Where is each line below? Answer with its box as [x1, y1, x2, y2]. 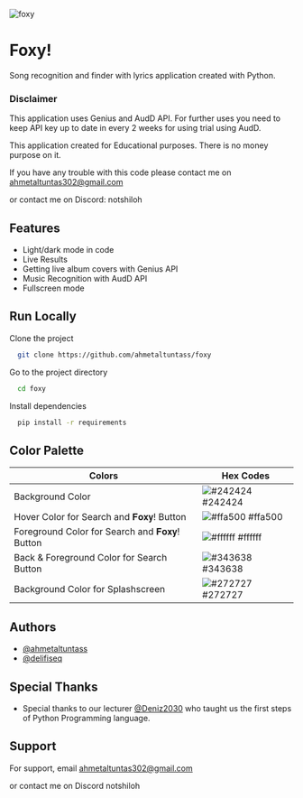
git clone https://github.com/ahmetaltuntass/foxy [17, 350, 212, 359]
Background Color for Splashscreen [14, 583, 165, 596]
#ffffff [237, 531, 262, 543]
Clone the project [9, 332, 74, 343]
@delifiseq [22, 653, 63, 663]
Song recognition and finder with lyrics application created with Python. [9, 70, 276, 80]
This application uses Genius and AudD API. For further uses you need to [9, 113, 281, 124]
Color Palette [9, 442, 84, 458]
